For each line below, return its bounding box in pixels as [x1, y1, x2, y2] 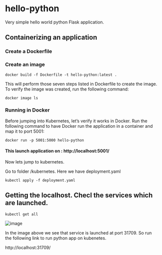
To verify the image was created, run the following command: [5, 86, 129, 92]
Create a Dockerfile [5, 48, 52, 55]
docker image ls [5, 95, 38, 100]
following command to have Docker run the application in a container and [5, 123, 153, 129]
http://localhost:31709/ [5, 244, 51, 250]
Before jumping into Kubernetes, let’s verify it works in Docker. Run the [5, 118, 148, 124]
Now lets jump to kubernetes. [5, 159, 65, 165]
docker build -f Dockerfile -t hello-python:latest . [5, 72, 117, 77]
